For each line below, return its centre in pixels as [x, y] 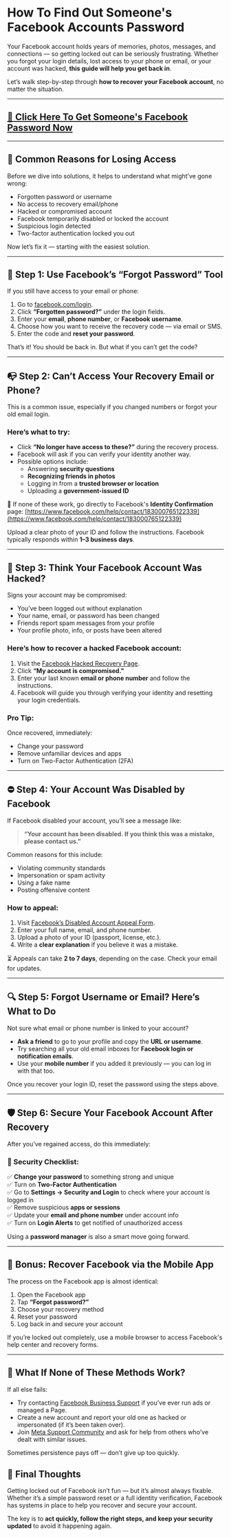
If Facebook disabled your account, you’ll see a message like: [94, 821]
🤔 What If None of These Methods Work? [96, 1373]
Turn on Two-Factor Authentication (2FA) [75, 761]
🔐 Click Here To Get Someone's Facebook [98, 117]
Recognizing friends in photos [71, 476]
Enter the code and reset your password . [76, 334]
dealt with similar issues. [52, 1439]
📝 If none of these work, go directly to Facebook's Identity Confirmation [110, 504]
